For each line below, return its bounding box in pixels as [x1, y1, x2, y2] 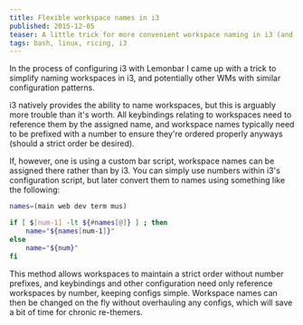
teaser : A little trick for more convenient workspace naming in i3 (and [9, 30, 294, 39]
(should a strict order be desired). [9, 138, 135, 149]
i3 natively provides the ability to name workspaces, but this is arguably [9, 100, 277, 111]
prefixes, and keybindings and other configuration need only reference [9, 277, 273, 289]
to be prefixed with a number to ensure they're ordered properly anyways [9, 128, 283, 140]
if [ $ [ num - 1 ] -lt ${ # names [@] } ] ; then [9, 218, 168, 227]
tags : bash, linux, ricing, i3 [9, 38, 128, 48]
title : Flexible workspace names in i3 [9, 13, 160, 23]
